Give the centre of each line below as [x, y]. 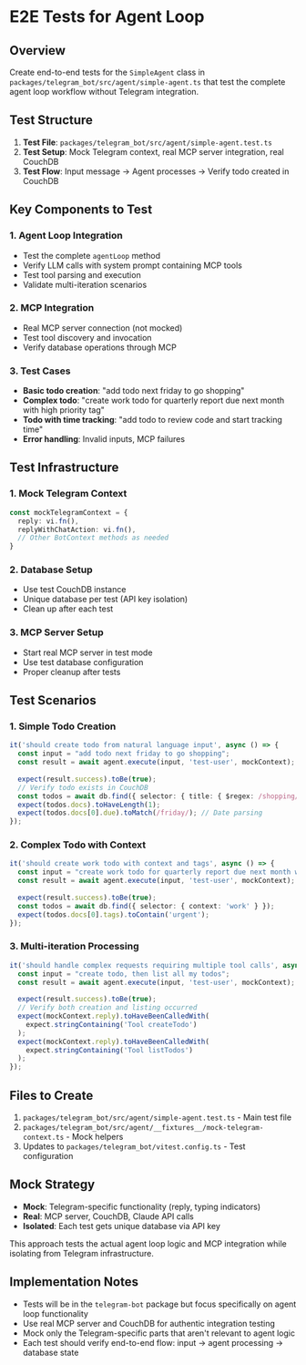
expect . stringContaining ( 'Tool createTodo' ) [112, 1024]
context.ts [43, 1137]
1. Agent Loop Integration [66, 236]
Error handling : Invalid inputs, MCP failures [103, 439]
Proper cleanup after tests [71, 672]
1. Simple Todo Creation [63, 726]
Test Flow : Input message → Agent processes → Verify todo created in [156, 171]
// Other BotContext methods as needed [93, 538]
